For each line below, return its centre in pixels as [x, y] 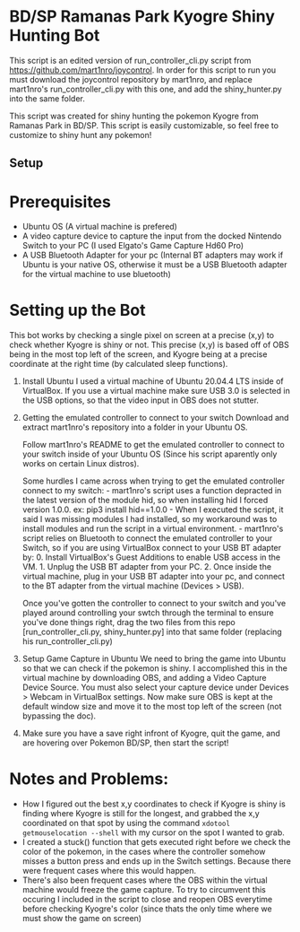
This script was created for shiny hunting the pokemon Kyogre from [134, 116]
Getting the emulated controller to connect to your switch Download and [155, 418]
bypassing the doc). [59, 716]
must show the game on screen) [81, 919]
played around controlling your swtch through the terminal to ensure [148, 613]
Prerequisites [60, 201]
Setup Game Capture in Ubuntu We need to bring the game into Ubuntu [154, 659]
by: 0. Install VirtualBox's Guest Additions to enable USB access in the [151, 557]
